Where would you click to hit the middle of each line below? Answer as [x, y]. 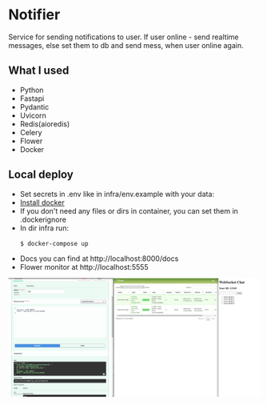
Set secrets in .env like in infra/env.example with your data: [117, 194]
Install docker [42, 202]
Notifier [34, 15]
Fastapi [32, 98]
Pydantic [34, 106]
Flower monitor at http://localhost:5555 [84, 267]
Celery [31, 132]
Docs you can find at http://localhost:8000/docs [99, 259]
